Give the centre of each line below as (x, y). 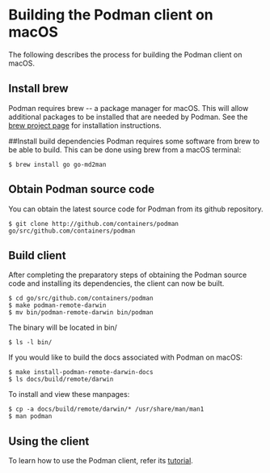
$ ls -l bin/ (30, 343)
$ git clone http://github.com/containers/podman (94, 224)
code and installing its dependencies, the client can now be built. (116, 283)
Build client (37, 256)
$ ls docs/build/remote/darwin (61, 379)
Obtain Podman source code (82, 189)
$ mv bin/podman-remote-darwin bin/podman (81, 313)
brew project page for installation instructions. (85, 125)
